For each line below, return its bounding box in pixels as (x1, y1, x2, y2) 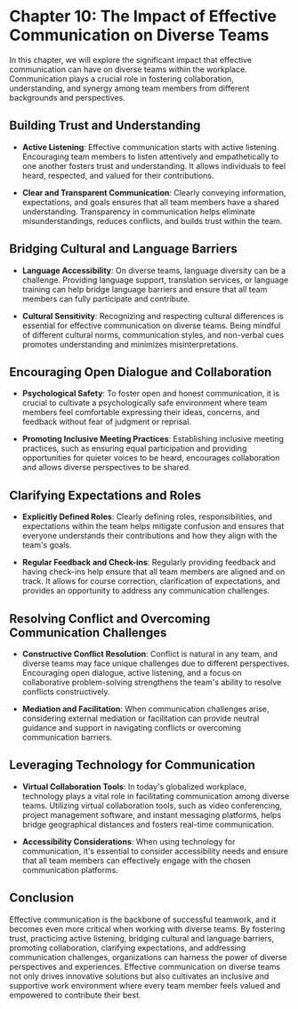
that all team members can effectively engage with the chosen (21, 855, 252, 866)
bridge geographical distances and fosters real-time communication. (21, 819, 274, 829)
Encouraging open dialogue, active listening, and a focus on (21, 668, 242, 677)
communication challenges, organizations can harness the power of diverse (9, 951, 287, 962)
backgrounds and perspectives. (9, 92, 126, 103)
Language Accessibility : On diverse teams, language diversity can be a (21, 265, 286, 276)
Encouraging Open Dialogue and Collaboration (9, 364, 272, 380)
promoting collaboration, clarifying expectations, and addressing (9, 942, 246, 953)
